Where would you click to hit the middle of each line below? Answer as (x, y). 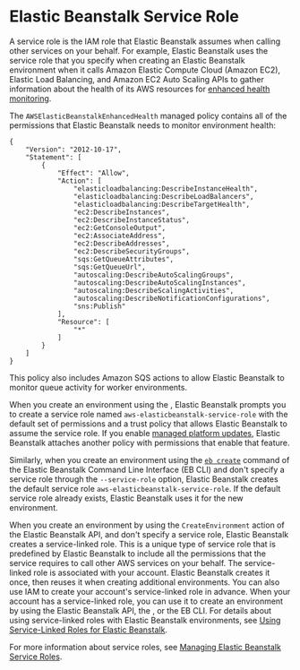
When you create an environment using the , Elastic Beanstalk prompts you (148, 404)
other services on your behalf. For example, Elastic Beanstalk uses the (139, 50)
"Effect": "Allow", (93, 173)
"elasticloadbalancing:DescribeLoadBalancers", (163, 196)
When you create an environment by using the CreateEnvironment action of (147, 525)
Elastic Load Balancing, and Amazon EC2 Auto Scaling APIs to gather (137, 79)
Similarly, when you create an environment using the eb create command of (150, 460)
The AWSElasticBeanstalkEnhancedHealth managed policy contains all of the (148, 116)
